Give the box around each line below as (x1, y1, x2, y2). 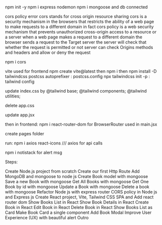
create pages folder (5, 131, 44, 136)
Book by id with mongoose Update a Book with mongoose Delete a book (5, 184, 149, 190)
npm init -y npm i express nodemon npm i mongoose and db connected (5, 4, 148, 10)
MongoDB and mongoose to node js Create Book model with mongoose (5, 174, 148, 179)
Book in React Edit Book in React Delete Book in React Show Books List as (5, 205, 153, 210)
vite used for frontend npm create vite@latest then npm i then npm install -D (5, 68, 157, 74)
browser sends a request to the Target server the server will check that (5, 39, 147, 45)
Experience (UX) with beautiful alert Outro (5, 215, 89, 220)
